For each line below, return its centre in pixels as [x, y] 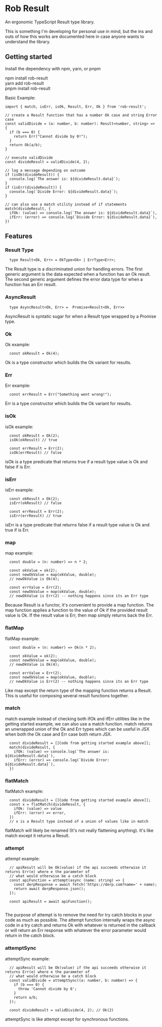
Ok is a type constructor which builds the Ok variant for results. [68, 363]
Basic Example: [20, 98]
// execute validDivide [29, 158]
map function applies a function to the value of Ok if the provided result [76, 610]
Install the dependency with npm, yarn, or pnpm [53, 68]
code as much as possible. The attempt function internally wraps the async [80, 920]
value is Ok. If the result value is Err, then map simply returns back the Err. [79, 615]
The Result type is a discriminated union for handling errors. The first [74, 269]
